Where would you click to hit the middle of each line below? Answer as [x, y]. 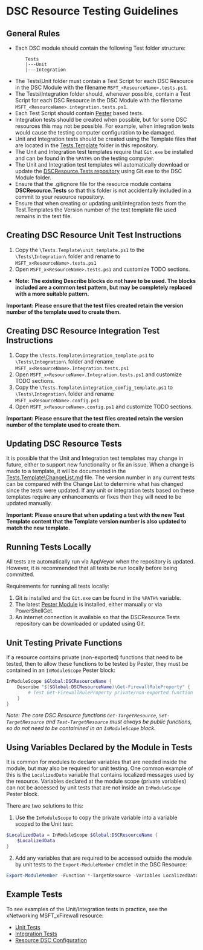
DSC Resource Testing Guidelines [92, 11]
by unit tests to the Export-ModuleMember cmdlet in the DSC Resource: [101, 864]
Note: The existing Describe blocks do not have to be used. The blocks [105, 281]
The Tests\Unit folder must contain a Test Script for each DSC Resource [104, 81]
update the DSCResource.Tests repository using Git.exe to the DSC [98, 171]
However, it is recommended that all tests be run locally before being [92, 568]
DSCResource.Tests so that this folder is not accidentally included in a [103, 190]
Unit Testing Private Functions [64, 643]
